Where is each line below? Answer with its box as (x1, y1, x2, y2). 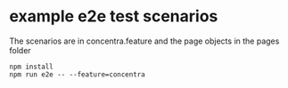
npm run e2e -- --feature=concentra (9, 69, 145, 79)
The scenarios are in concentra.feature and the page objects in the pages (9, 36, 280, 46)
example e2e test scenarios (9, 6, 218, 27)
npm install (9, 62, 53, 71)
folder (9, 44, 31, 55)
